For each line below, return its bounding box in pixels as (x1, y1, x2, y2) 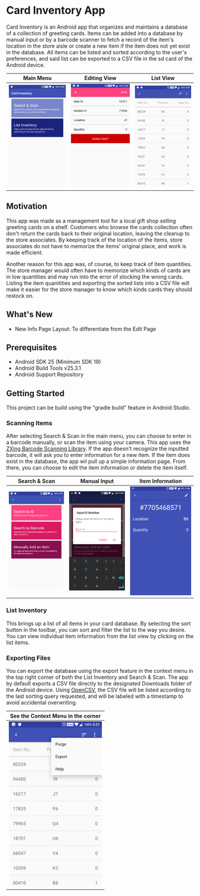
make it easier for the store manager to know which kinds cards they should (6, 286, 192, 293)
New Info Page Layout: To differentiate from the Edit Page (14, 325, 157, 332)
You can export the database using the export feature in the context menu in (6, 668, 193, 675)
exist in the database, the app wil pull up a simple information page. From (6, 458, 186, 465)
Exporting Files (6, 654, 51, 662)
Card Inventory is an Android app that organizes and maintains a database (6, 23, 188, 30)
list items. (6, 639, 30, 646)
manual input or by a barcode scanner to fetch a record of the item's (6, 36, 174, 43)
